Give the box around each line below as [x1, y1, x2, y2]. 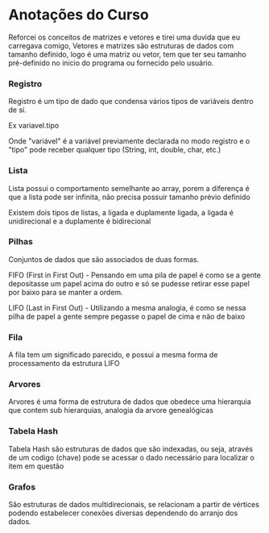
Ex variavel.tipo [8, 121, 60, 131]
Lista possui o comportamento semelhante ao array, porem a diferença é [8, 183, 250, 193]
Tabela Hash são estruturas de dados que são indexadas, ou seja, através [8, 443, 254, 453]
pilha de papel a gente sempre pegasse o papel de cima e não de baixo [8, 311, 246, 321]
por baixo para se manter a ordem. [8, 287, 123, 297]
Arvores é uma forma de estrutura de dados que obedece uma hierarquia [8, 397, 251, 406]
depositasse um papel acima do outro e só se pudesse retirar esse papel [8, 278, 250, 288]
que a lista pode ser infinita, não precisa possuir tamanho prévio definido [8, 192, 251, 202]
